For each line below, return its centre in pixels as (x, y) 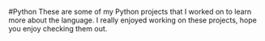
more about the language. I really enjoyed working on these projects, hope (132, 20)
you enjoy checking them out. (58, 29)
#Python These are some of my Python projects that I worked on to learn (130, 12)
